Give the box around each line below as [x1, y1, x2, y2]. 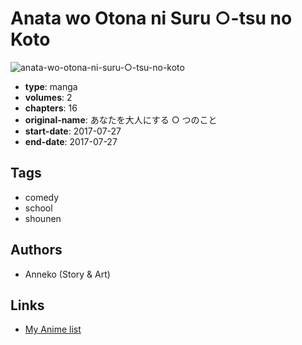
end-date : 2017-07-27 [24, 135, 118, 147]
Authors [10, 242, 63, 259]
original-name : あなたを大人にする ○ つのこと [24, 113, 218, 126]
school [24, 202, 53, 214]
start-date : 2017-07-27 [24, 125, 122, 137]
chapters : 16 [24, 102, 78, 114]
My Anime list [24, 323, 82, 336]
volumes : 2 [24, 91, 73, 103]
